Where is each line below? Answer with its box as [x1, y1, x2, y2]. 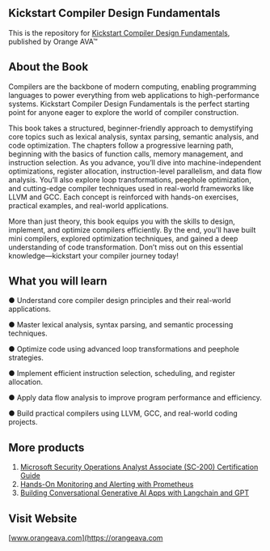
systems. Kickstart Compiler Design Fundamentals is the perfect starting [8, 99, 251, 109]
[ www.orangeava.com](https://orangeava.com [8, 533, 163, 543]
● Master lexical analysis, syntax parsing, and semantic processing [8, 320, 234, 330]
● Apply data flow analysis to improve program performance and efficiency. [8, 393, 263, 403]
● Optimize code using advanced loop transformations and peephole [8, 344, 240, 354]
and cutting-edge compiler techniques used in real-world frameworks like [8, 183, 255, 193]
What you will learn [8, 275, 108, 288]
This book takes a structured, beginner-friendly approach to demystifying [8, 123, 253, 133]
